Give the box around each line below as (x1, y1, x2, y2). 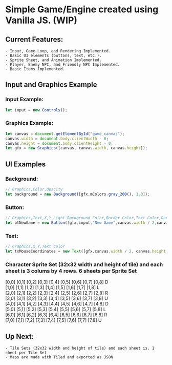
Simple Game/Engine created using (5, 4, 159, 15)
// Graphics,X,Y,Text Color (5, 244, 66, 249)
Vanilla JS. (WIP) (5, 14, 78, 26)
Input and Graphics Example (5, 81, 97, 89)
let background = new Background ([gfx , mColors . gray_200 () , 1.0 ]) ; (5, 191, 150, 197)
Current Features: (5, 35, 63, 44)
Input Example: (5, 96, 44, 103)
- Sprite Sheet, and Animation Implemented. (5, 57, 102, 63)
